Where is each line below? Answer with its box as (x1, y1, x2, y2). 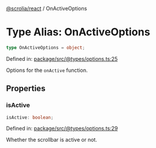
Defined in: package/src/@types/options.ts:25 (6, 55, 118, 62)
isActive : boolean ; (6, 114, 54, 121)
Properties (6, 84, 46, 94)
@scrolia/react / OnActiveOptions (6, 5, 87, 12)
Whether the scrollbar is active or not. (6, 136, 97, 143)
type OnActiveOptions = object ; (6, 44, 85, 50)
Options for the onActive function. (6, 67, 88, 74)
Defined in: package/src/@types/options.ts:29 (6, 125, 118, 132)
